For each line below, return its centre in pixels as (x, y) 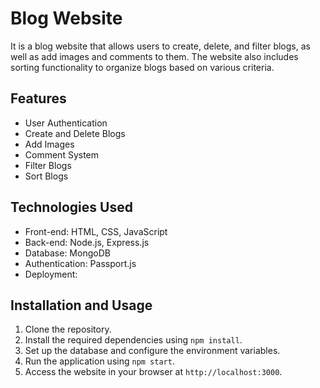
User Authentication (66, 123)
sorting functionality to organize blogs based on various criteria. (142, 67)
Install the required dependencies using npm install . (133, 340)
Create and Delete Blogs (75, 133)
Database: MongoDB (67, 253)
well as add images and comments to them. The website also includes (154, 56)
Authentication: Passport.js (80, 263)
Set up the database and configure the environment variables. (152, 351)
